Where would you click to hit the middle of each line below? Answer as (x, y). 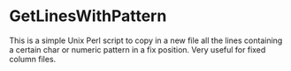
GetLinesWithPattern (88, 16)
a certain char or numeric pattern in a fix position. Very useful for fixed (138, 49)
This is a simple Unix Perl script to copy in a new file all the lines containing (146, 40)
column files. (33, 59)
